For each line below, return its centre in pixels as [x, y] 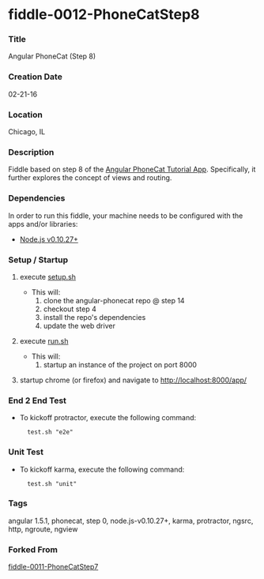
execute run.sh [44, 340]
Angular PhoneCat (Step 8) [52, 56]
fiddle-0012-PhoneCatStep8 [104, 15]
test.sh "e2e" [50, 432]
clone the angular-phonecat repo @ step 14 [114, 300]
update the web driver [79, 325]
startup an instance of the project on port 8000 [120, 364]
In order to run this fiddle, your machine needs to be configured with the [126, 216]
